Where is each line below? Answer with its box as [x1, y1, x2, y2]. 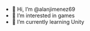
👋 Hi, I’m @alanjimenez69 [11, 6, 76, 13]
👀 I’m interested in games [11, 12, 75, 19]
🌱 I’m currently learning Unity [11, 18, 85, 25]
